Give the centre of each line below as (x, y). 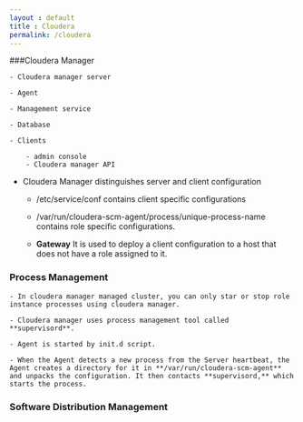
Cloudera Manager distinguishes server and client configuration (142, 182)
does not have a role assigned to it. (102, 254)
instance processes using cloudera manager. (95, 304)
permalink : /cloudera (50, 35)
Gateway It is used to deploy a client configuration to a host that (156, 244)
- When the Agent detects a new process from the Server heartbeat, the (150, 360)
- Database (30, 125)
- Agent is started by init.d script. (83, 344)
